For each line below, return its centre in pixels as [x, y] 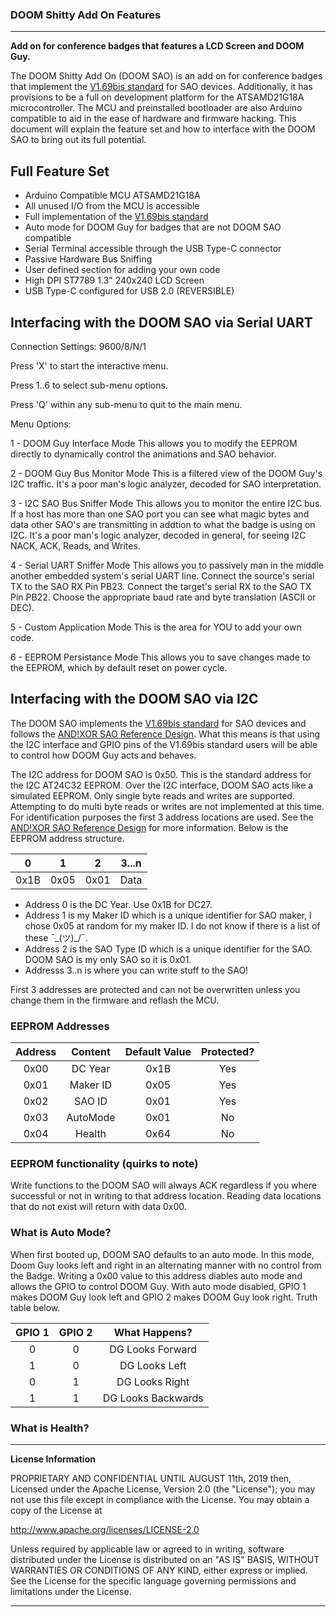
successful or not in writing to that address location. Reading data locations [166, 1196]
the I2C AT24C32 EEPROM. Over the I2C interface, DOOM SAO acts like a [162, 785]
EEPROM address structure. [67, 838]
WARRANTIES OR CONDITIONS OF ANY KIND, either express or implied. [159, 1570]
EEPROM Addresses [60, 1026]
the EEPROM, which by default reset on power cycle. [119, 667]
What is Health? [50, 1428]
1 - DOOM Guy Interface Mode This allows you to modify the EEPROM [154, 443]
